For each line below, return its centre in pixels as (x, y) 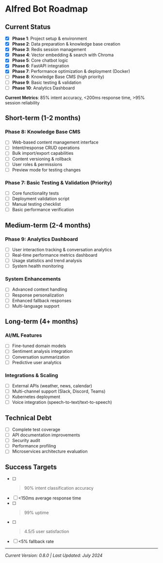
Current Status (28, 27)
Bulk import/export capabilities (43, 153)
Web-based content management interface (55, 142)
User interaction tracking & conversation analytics (62, 249)
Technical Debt (28, 418)
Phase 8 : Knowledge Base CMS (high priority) (58, 77)
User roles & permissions (37, 164)
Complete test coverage (36, 430)
